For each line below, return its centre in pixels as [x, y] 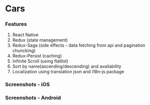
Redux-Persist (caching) [37, 56]
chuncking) [24, 51]
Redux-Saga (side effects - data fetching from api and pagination [79, 46]
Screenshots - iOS [27, 85]
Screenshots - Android [33, 98]
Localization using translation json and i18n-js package [68, 72]
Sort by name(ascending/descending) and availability [67, 66]
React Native [25, 35]
